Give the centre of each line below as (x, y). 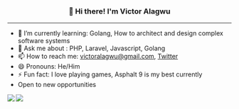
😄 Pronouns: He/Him (49, 67)
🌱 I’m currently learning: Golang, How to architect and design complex (121, 33)
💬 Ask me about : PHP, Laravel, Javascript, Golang (91, 48)
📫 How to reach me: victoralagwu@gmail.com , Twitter (98, 57)
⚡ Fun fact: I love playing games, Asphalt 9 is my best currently (110, 74)
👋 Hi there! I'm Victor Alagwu (119, 11)
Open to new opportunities (57, 85)
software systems (44, 41)
